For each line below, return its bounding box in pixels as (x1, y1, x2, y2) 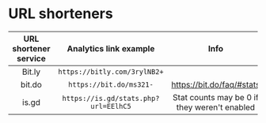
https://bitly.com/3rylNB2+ (58, 67, 164, 76)
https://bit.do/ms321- (68, 80, 154, 89)
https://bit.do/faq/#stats (171, 79, 260, 90)
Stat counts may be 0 (173, 91, 252, 102)
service (17, 53, 46, 64)
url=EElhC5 (90, 102, 132, 110)
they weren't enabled (176, 102, 256, 113)
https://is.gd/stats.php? (62, 94, 160, 102)
